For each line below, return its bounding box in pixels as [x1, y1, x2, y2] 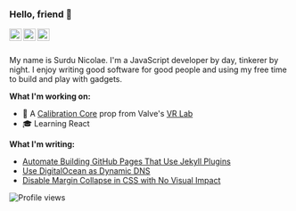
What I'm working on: [9, 91, 91, 101]
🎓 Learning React [21, 118, 91, 129]
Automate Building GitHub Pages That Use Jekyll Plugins [21, 156, 232, 167]
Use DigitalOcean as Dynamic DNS [21, 166, 151, 176]
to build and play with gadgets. [9, 74, 123, 85]
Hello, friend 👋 [9, 8, 73, 20]
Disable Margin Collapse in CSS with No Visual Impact [21, 175, 221, 186]
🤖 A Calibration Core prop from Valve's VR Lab [21, 109, 193, 119]
